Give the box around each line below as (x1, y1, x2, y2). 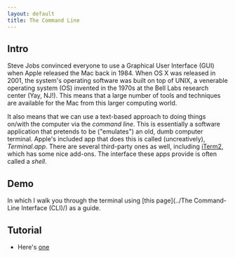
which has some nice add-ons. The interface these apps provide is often (7, 150, 217, 158)
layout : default (7, 10, 55, 18)
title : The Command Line (7, 17, 80, 24)
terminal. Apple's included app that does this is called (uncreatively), (7, 135, 206, 143)
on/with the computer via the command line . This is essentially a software (7, 120, 221, 129)
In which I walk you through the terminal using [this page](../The (7, 196, 193, 205)
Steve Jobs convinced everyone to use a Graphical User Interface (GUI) (7, 61, 215, 70)
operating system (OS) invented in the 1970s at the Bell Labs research (7, 84, 209, 92)
